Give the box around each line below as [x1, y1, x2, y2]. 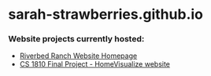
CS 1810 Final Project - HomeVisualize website [19, 60, 171, 69]
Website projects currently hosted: [8, 34, 145, 45]
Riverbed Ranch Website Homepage [19, 51, 138, 60]
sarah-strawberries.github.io [8, 5, 203, 24]
